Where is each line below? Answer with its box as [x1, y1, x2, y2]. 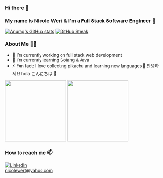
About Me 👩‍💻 [5, 41, 37, 48]
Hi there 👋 [5, 4, 29, 11]
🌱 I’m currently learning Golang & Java [12, 57, 89, 63]
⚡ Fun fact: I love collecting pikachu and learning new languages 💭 [12, 63, 146, 69]
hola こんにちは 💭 [21, 70, 57, 76]
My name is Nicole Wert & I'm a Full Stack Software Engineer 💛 [5, 17, 156, 24]
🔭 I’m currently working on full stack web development [12, 52, 122, 58]
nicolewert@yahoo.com [5, 167, 53, 173]
